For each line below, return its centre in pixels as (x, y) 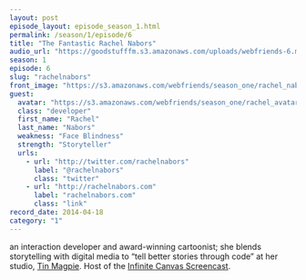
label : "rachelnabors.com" (85, 195)
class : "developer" (55, 111)
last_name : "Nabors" (56, 128)
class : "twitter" (66, 178)
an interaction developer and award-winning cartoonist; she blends (136, 246)
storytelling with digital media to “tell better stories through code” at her (144, 256)
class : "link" (61, 204)
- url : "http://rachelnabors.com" (91, 187)
